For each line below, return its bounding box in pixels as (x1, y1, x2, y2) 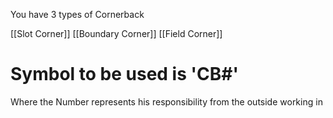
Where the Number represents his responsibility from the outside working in (10, 95, 323, 108)
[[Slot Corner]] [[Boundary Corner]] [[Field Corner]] (10, 28, 223, 39)
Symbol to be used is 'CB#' (10, 63, 239, 86)
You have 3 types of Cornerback (10, 9, 145, 20)
